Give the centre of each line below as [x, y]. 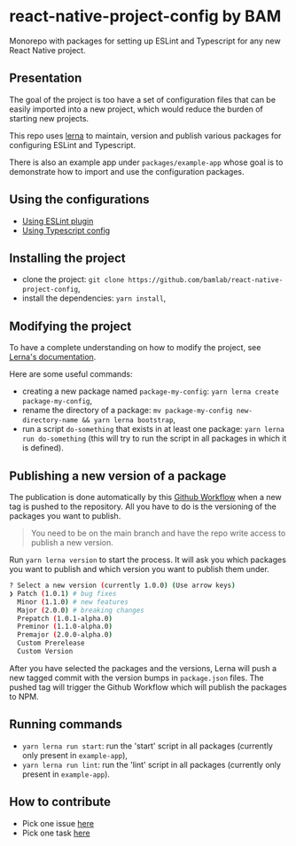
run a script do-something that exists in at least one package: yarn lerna [153, 429]
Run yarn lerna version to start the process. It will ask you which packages [148, 560]
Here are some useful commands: [71, 374]
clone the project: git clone [73, 279]
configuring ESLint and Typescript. [72, 145]
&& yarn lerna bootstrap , [129, 419]
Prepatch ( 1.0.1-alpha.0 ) [65, 618]
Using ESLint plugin [58, 221]
